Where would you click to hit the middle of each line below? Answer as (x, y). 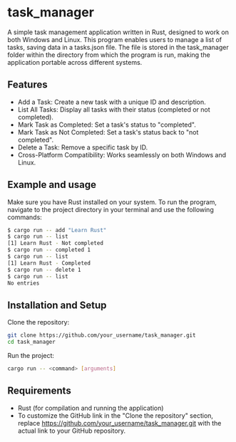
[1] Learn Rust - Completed (49, 263)
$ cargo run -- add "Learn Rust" (57, 230)
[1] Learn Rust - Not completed (55, 243)
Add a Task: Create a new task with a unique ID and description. (112, 102)
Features (27, 85)
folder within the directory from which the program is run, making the (109, 55)
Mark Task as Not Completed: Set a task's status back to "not (108, 132)
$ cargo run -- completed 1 (49, 250)
